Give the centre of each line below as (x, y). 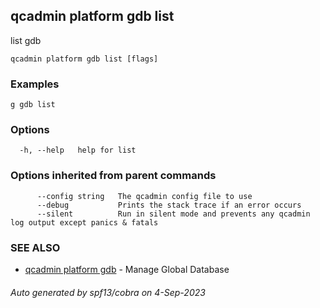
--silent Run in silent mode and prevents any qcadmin (173, 214)
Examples (35, 84)
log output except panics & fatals (84, 222)
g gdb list (33, 105)
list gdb (26, 40)
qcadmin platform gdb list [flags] (84, 59)
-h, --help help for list (78, 150)
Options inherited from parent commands (113, 176)
